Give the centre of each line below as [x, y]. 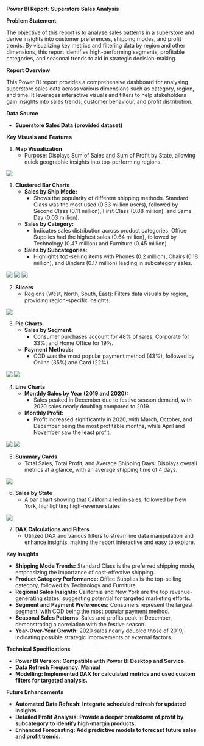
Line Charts [30, 387]
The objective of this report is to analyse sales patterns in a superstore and [100, 32]
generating [29, 598]
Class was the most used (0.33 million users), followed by [106, 205]
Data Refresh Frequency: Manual [58, 667]
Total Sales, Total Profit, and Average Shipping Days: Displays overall [111, 463]
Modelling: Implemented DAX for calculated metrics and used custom [105, 674]
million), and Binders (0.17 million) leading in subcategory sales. [113, 263]
